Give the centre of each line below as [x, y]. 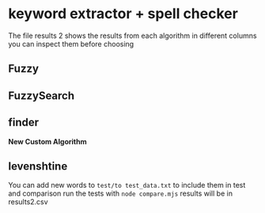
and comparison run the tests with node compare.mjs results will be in [121, 193]
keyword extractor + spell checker [123, 14]
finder [24, 123]
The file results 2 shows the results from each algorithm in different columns [132, 35]
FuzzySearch [42, 95]
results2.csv [28, 202]
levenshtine [38, 166]
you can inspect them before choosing [71, 43]
